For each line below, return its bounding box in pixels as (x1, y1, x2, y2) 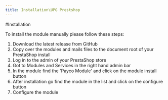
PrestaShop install (12, 52, 51, 58)
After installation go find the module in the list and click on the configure (12, 78, 163, 84)
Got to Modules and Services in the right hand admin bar (12, 62, 131, 68)
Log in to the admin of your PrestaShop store (12, 57, 106, 63)
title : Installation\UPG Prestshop (5, 7, 80, 13)
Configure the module (12, 89, 59, 95)
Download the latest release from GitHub (12, 41, 98, 47)
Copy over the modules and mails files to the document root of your (12, 46, 154, 52)
